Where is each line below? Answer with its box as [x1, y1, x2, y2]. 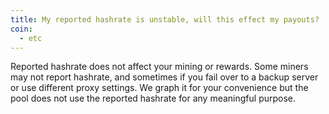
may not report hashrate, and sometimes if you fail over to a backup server [10, 71, 319, 83]
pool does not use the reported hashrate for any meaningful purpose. [10, 92, 297, 105]
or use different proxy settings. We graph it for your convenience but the [10, 82, 309, 94]
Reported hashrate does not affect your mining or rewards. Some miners [10, 61, 309, 73]
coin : [10, 24, 33, 34]
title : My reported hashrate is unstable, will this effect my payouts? [10, 14, 320, 25]
